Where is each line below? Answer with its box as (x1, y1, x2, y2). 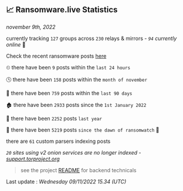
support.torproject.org (6, 155, 60, 162)
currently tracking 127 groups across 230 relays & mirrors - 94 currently (6, 35, 177, 42)
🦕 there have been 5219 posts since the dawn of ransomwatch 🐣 (6, 126, 160, 133)
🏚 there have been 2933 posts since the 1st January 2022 (6, 101, 147, 108)
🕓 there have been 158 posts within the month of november (6, 76, 148, 83)
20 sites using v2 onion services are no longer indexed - (6, 149, 141, 156)
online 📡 (6, 41, 26, 48)
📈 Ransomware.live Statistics (6, 5, 118, 15)
